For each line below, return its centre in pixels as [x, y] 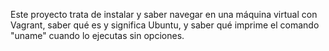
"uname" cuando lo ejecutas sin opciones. [97, 35]
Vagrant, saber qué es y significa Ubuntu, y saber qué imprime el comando [165, 25]
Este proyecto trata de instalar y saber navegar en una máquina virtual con [164, 14]
